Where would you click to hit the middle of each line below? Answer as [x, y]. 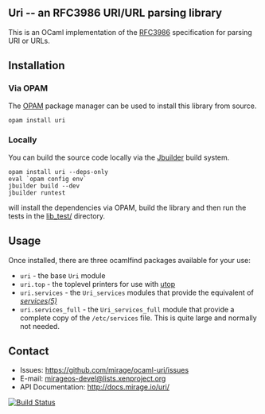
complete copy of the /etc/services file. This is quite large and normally [138, 318]
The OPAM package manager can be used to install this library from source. [132, 106]
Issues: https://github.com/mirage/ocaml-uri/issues [104, 370]
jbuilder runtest [37, 193]
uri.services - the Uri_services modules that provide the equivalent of [137, 292]
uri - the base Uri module [62, 275]
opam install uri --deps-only [58, 172]
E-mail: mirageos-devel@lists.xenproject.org [93, 379]
